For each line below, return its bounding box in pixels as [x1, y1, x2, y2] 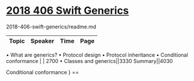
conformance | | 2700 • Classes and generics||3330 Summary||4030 [6, 57, 174, 64]
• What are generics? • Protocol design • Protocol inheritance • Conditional [6, 51, 188, 58]
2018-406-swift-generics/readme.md [6, 23, 96, 30]
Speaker [30, 36, 54, 45]
